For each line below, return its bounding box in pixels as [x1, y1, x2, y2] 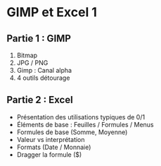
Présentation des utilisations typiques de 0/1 [16, 112, 146, 121]
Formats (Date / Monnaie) [16, 143, 91, 151]
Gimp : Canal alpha [16, 66, 72, 74]
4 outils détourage [16, 73, 70, 82]
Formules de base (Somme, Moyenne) [16, 128, 128, 136]
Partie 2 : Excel [6, 94, 73, 106]
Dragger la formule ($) [16, 150, 82, 159]
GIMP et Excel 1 [6, 4, 98, 20]
